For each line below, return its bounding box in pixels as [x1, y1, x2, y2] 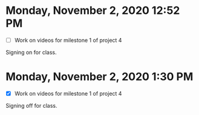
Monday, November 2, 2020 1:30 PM [5, 70, 194, 84]
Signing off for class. [5, 102, 58, 109]
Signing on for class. [5, 49, 57, 56]
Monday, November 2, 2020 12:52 [5, 4, 180, 18]
